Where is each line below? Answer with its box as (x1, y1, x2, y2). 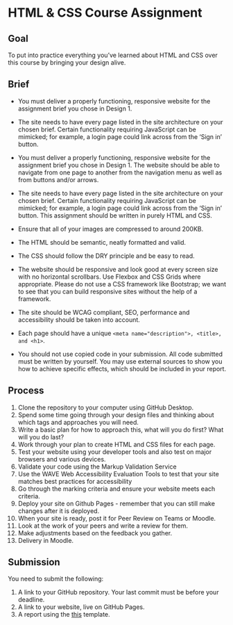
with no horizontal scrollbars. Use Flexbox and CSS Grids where (17, 273, 201, 281)
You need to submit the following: (8, 575, 104, 583)
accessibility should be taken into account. (17, 315, 141, 324)
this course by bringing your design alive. (8, 58, 126, 67)
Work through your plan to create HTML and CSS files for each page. (17, 440, 216, 448)
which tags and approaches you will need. (17, 418, 139, 426)
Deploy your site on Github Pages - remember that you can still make (17, 499, 216, 508)
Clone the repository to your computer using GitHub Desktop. (17, 403, 194, 412)
